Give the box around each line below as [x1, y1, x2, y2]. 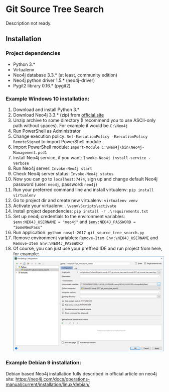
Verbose [13, 161, 29, 166]
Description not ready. [6, 20, 52, 26]
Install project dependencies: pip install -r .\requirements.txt [13, 208, 148, 214]
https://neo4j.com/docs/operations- [15, 376, 90, 382]
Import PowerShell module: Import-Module [13, 144, 100, 150]
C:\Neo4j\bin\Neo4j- [101, 145, 144, 150]
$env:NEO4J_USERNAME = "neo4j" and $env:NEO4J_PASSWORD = [13, 219, 136, 225]
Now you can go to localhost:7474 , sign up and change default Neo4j [13, 176, 157, 182]
